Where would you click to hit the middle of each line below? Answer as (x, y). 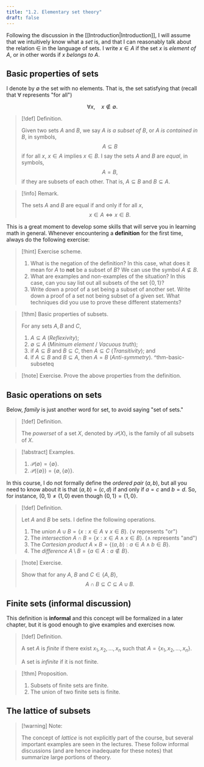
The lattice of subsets (48, 711)
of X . (27, 440)
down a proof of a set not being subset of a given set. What (105, 296)
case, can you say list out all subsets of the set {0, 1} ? (97, 283)
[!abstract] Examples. (48, 452)
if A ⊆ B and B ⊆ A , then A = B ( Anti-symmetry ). (91, 358)
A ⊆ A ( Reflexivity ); (55, 338)
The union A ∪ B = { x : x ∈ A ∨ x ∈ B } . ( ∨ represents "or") (104, 532)
